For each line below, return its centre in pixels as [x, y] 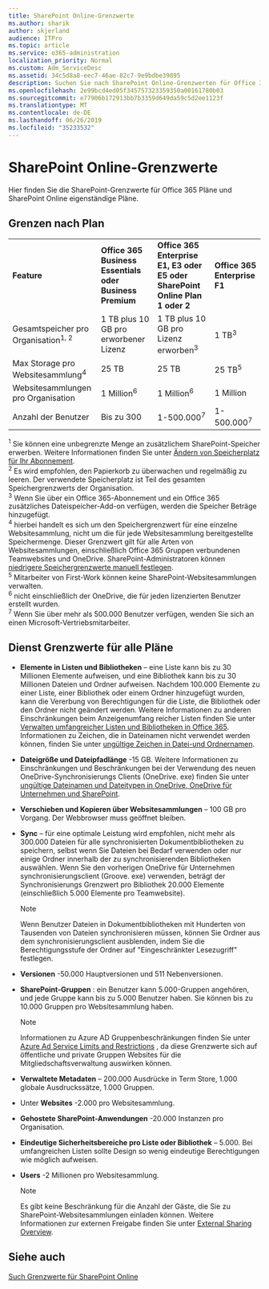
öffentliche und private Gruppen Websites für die [100, 1054]
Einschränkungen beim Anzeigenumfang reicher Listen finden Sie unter [138, 718]
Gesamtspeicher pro [51, 328]
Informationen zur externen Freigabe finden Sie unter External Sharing [136, 1223]
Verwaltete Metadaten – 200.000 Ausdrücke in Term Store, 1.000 [128, 1079]
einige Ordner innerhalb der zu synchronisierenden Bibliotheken [125, 859]
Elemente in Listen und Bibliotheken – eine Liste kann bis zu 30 [126, 667]
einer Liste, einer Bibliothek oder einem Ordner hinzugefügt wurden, [132, 692]
